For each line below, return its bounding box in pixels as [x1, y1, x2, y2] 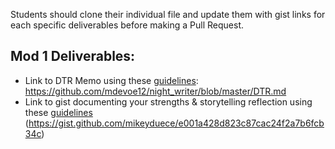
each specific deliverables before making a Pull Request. [10, 19, 245, 31]
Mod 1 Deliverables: [10, 48, 136, 65]
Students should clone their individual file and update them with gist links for [10, 9, 326, 20]
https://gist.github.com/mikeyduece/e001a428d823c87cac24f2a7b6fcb [28, 117, 325, 129]
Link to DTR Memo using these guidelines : [24, 74, 199, 86]
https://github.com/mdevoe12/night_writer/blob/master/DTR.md [24, 85, 287, 97]
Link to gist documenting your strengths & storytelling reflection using [24, 95, 313, 108]
